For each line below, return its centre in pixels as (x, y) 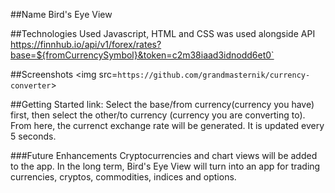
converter (31, 86)
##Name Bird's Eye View (61, 14)
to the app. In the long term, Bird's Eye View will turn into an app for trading (165, 166)
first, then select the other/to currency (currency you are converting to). (158, 115)
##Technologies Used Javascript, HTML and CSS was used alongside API (163, 33)
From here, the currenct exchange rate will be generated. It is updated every (167, 125)
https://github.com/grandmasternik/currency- (214, 75)
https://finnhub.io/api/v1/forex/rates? (86, 44)
